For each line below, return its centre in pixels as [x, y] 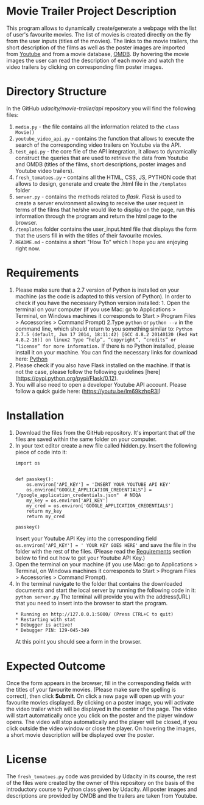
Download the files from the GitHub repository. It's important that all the [105, 432]
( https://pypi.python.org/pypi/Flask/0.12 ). [67, 378]
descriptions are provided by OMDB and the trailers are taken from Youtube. [102, 795]
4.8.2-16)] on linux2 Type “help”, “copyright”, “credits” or [96, 340]
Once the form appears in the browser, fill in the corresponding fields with [99, 683]
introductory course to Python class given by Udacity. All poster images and [102, 789]
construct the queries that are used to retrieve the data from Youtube [102, 158]
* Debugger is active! [44, 625]
